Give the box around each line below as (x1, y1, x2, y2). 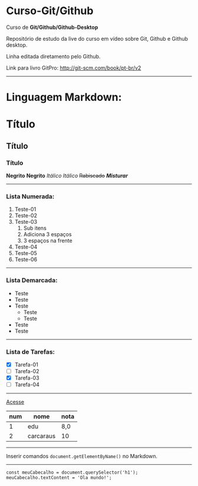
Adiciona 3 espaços (23, 231, 72, 238)
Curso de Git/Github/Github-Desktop (6, 24, 98, 31)
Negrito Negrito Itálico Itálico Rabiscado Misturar (6, 172, 128, 179)
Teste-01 (14, 206, 37, 213)
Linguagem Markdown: (6, 90, 122, 104)
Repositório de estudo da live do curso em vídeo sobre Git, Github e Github (6, 35, 189, 42)
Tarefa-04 (14, 381, 39, 388)
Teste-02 (14, 212, 37, 219)
